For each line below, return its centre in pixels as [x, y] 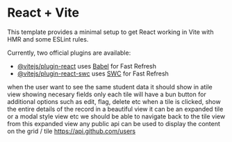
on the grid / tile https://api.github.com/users [72, 131]
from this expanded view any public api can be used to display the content [114, 123]
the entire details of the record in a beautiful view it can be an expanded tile [115, 109]
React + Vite [43, 13]
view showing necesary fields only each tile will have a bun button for [107, 94]
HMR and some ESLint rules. [48, 39]
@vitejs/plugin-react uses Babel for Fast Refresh [87, 66]
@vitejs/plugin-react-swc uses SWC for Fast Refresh [93, 73]
